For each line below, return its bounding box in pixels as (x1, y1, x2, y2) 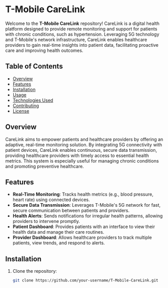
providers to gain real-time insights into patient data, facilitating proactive (5, 42, 159, 48)
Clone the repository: (12, 268, 57, 274)
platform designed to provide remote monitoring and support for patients (5, 25, 157, 31)
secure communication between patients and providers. (12, 207, 130, 214)
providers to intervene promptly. (12, 218, 80, 225)
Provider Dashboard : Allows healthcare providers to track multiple (12, 235, 152, 241)
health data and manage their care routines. (12, 229, 105, 235)
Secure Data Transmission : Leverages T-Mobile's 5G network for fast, (12, 202, 161, 208)
